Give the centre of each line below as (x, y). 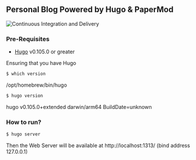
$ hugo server (23, 134)
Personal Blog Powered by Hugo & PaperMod (90, 10)
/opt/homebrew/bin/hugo (37, 85)
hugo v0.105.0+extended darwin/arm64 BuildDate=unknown (79, 107)
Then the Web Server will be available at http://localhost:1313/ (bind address (98, 145)
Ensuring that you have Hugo (41, 63)
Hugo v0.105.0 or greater (45, 52)
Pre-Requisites (28, 39)
